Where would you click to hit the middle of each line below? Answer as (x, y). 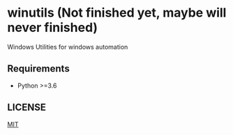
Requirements (38, 69)
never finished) (53, 27)
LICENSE (27, 108)
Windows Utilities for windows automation (68, 47)
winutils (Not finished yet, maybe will (117, 13)
